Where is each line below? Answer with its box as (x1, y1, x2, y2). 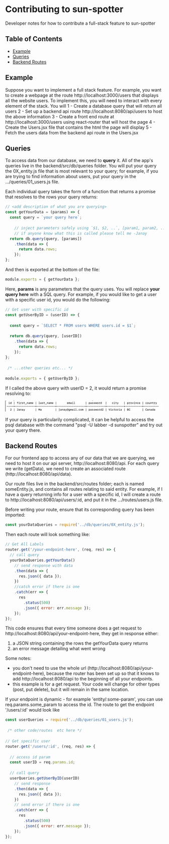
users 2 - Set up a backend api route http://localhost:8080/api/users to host (5, 108, 162, 114)
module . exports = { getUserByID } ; (5, 376, 80, 381)
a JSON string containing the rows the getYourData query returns (12, 640, 148, 646)
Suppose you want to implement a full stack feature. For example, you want (5, 87, 162, 93)
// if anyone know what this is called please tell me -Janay (14, 231, 147, 236)
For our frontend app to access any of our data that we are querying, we (5, 455, 155, 461)
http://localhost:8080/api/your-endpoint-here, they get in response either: (5, 631, 158, 637)
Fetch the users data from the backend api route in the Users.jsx (5, 129, 139, 135)
